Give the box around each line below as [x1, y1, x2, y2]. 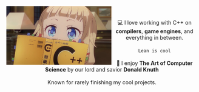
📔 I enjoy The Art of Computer [116, 60, 193, 67]
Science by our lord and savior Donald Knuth [45, 66, 159, 73]
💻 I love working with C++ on [117, 19, 192, 26]
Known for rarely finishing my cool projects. [47, 79, 157, 86]
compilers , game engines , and [115, 28, 194, 35]
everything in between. [125, 34, 184, 41]
